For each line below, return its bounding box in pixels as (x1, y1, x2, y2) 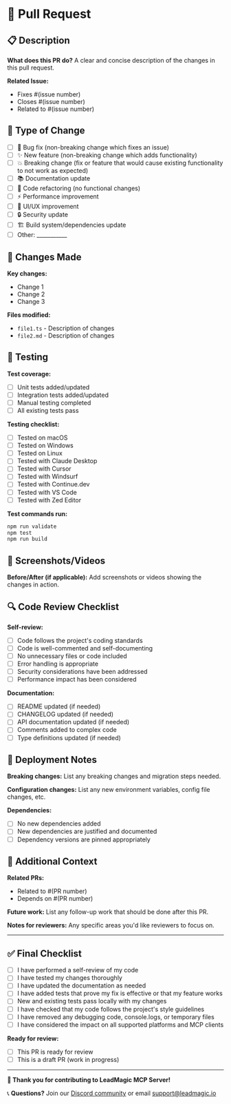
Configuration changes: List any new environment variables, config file (7, 786, 210, 794)
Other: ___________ (16, 231, 67, 239)
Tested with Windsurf (16, 472, 78, 481)
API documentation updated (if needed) (16, 718, 130, 726)
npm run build (7, 535, 48, 543)
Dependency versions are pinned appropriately (16, 835, 151, 844)
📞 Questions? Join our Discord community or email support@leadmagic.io (7, 1089, 217, 1097)
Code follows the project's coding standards (16, 636, 143, 644)
